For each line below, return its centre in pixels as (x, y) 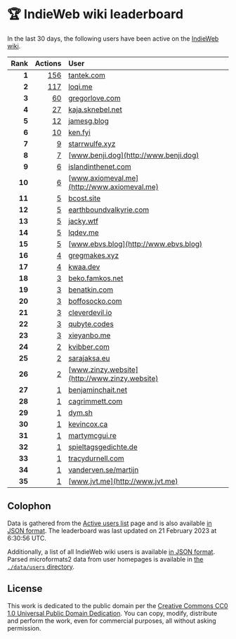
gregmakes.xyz (93, 255)
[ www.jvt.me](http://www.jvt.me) (123, 481)
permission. (24, 628)
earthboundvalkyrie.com (109, 209)
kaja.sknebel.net (95, 109)
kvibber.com (89, 347)
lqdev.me (84, 232)
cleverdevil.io (90, 312)
